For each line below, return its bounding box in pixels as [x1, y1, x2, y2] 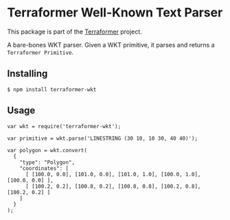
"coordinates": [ [19, 164, 69, 172]
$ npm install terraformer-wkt [7, 86, 97, 93]
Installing [7, 68, 48, 80]
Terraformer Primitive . [7, 48, 74, 56]
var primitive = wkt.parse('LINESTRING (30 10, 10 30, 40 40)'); [7, 135, 198, 142]
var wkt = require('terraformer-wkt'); [7, 123, 122, 130]
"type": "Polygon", [19, 159, 76, 166]
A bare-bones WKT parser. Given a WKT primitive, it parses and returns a [7, 40, 215, 49]
